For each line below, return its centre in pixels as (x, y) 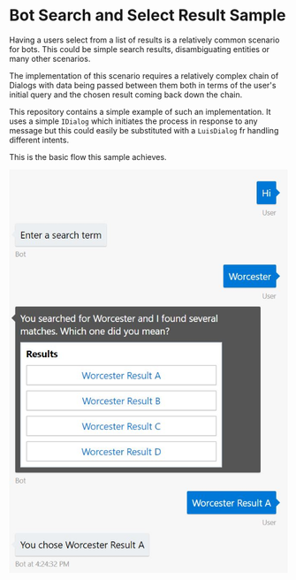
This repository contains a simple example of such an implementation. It (140, 111)
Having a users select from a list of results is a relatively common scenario (144, 40)
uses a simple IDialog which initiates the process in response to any (133, 121)
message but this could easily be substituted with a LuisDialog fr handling (144, 130)
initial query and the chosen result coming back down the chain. (126, 95)
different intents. (39, 140)
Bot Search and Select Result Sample (148, 15)
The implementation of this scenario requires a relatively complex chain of (144, 75)
